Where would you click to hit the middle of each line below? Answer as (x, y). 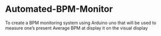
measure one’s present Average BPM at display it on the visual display (77, 28)
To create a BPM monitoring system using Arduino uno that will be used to (81, 23)
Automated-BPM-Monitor (59, 9)
